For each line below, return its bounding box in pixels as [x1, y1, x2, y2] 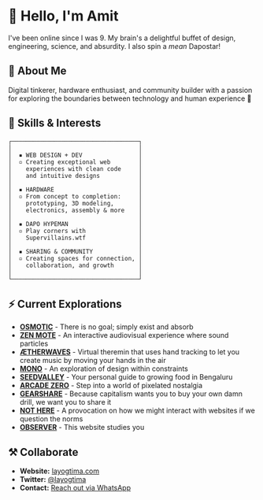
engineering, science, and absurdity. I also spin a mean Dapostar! [8, 41, 221, 50]
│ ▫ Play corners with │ [8, 227, 143, 235]
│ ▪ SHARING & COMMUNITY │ [8, 247, 143, 255]
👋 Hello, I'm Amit [8, 7, 119, 25]
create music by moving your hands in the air [19, 356, 167, 365]
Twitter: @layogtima [19, 475, 87, 484]
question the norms [19, 414, 83, 424]
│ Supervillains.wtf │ [8, 234, 143, 242]
